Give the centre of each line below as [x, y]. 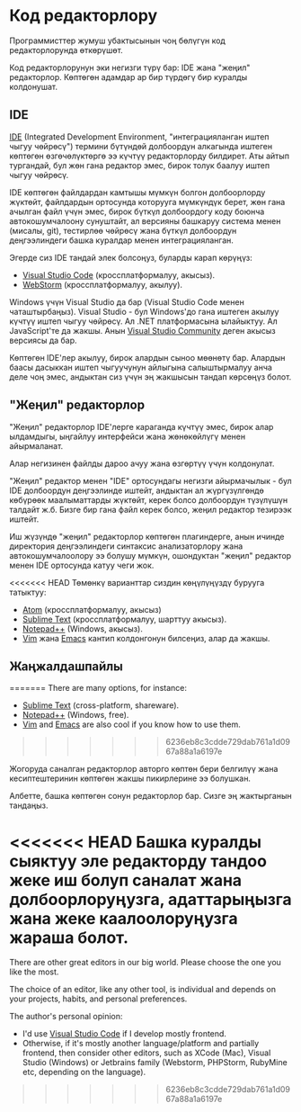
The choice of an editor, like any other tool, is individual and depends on [143, 990]
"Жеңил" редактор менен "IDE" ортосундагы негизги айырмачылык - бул [150, 480]
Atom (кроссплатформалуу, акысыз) [92, 609]
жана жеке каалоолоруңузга [124, 918]
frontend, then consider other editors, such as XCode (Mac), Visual [146, 1053]
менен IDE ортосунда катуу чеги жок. [82, 565]
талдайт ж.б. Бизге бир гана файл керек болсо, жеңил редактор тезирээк [150, 509]
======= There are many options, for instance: [98, 688]
